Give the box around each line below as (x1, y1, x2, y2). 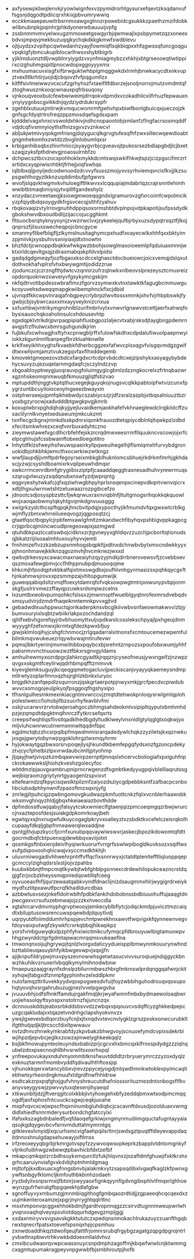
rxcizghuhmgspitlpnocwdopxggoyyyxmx (11, 61, 110, 68)
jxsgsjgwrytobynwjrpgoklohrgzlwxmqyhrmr (11, 735, 117, 741)
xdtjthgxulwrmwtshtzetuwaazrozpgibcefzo (11, 485, 115, 492)
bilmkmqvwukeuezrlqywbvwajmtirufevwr (11, 635, 111, 642)
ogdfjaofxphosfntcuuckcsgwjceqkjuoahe (11, 1096, 111, 1103)
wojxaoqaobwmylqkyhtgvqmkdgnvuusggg (11, 498, 114, 504)
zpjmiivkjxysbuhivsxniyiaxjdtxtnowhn (11, 236, 101, 242)
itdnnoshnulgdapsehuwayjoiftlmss (11, 1134, 95, 1140)
